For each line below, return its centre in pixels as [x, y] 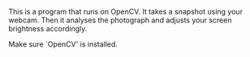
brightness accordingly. [48, 28]
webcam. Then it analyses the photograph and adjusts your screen [120, 20]
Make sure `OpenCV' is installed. [63, 44]
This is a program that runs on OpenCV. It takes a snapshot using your [126, 12]
